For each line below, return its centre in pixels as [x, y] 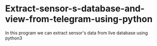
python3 [14, 38]
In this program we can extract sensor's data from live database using [77, 33]
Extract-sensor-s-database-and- [75, 9]
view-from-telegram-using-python [79, 19]
